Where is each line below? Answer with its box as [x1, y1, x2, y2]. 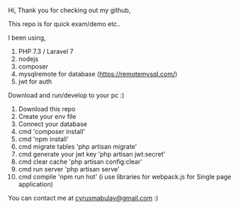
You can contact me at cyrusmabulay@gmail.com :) [8, 194, 159, 202]
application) [18, 180, 54, 188]
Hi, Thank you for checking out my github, [8, 6, 131, 14]
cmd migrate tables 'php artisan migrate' [18, 142, 137, 151]
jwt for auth [18, 77, 52, 86]
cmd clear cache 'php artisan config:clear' [18, 157, 142, 166]
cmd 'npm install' [18, 135, 69, 143]
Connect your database [18, 120, 88, 128]
